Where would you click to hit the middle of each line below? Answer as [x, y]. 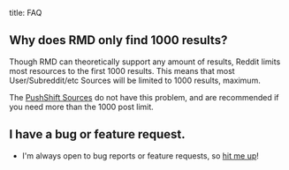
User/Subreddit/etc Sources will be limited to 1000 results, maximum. [135, 80]
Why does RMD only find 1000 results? [118, 40]
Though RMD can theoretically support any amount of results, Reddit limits [145, 62]
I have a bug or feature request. [97, 134]
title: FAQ [26, 13]
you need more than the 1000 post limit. [82, 107]
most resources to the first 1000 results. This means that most [122, 70]
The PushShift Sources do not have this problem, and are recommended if [144, 97]
